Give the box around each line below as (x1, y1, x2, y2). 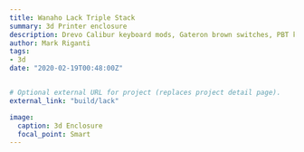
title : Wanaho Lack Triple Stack (9, 13, 136, 23)
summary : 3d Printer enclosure (9, 22, 128, 31)
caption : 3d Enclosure (17, 121, 103, 130)
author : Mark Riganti (9, 38, 91, 48)
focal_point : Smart (17, 129, 91, 138)
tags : (9, 47, 30, 56)
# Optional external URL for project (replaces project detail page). (9, 88, 281, 97)
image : (9, 112, 34, 122)
